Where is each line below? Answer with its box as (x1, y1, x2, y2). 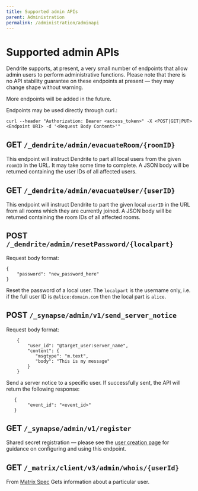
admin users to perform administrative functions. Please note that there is (6, 71, 186, 78)
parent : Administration (6, 14, 65, 20)
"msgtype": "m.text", (35, 353, 89, 359)
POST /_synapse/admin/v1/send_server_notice (6, 310, 177, 321)
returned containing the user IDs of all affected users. (6, 168, 137, 175)
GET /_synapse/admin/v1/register (6, 423, 132, 433)
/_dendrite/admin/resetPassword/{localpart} (6, 240, 174, 249)
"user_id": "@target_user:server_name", (27, 343, 129, 349)
